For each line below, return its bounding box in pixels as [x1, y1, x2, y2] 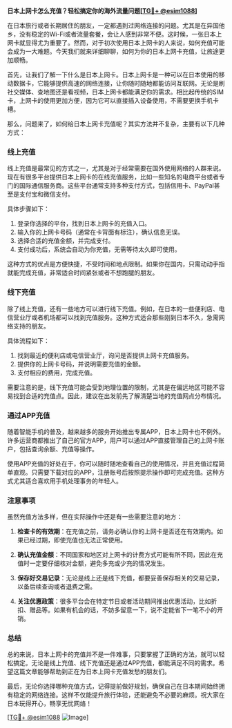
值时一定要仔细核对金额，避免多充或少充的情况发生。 [17, 559, 169, 568]
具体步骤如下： [7, 205, 50, 213]
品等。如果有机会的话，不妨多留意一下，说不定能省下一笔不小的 [35, 606, 217, 614]
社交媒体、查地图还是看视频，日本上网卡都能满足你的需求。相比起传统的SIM [7, 88, 224, 96]
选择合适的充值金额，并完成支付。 [17, 237, 115, 245]
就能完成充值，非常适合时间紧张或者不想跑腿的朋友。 [7, 268, 159, 277]
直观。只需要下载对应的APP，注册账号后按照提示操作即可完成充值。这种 [12, 468, 219, 476]
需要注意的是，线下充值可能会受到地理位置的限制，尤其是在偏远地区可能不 [7, 383, 219, 391]
